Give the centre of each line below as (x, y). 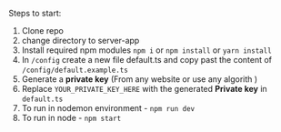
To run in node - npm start (71, 118)
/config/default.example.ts (75, 70)
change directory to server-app (80, 41)
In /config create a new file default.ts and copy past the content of (147, 60)
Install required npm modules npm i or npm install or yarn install (146, 50)
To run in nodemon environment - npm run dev (108, 108)
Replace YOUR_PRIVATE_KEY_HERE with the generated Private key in (144, 89)
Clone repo (43, 30)
